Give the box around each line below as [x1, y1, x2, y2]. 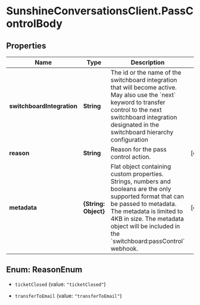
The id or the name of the [110, 69, 182, 76]
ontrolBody [6, 17, 62, 30]
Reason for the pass [110, 145, 167, 153]
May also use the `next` [110, 91, 176, 99]
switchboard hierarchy [110, 128, 174, 136]
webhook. [110, 245, 139, 252]
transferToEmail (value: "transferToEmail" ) [14, 292, 122, 299]
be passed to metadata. [110, 200, 177, 208]
